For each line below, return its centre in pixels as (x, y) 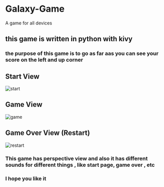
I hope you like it (26, 178)
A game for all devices (29, 23)
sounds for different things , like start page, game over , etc (80, 165)
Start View (22, 76)
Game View (24, 105)
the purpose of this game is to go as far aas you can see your (82, 54)
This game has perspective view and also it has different (76, 158)
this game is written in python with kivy (69, 39)
